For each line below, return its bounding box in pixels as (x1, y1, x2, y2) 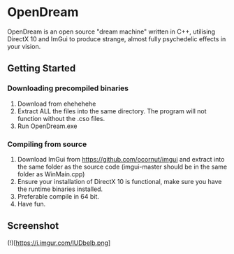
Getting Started (7, 62, 76, 74)
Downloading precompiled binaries (7, 83, 129, 93)
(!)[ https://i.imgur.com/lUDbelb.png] (7, 239, 111, 247)
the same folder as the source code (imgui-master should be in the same (17, 162, 228, 171)
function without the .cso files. (17, 114, 105, 122)
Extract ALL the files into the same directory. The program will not (17, 106, 207, 115)
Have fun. (17, 199, 46, 208)
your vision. (7, 42, 41, 50)
